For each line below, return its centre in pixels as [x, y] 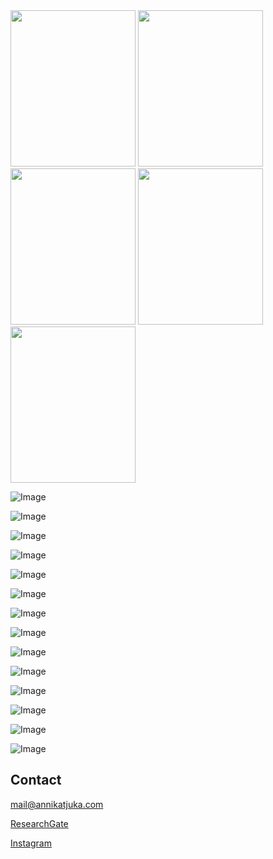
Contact [36, 780]
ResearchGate [39, 823]
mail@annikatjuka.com [57, 804]
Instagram [31, 843]
